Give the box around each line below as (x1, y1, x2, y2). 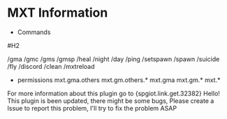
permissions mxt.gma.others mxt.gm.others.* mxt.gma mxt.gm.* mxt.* (17, 75, 221, 84)
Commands (17, 28, 51, 36)
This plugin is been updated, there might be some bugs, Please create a (7, 96, 214, 105)
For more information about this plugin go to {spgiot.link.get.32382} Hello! (7, 89, 220, 97)
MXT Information (7, 5, 108, 21)
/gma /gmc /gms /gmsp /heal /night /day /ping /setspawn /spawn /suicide (7, 54, 220, 63)
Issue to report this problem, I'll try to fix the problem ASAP (7, 104, 177, 112)
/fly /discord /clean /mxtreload (7, 62, 96, 70)
